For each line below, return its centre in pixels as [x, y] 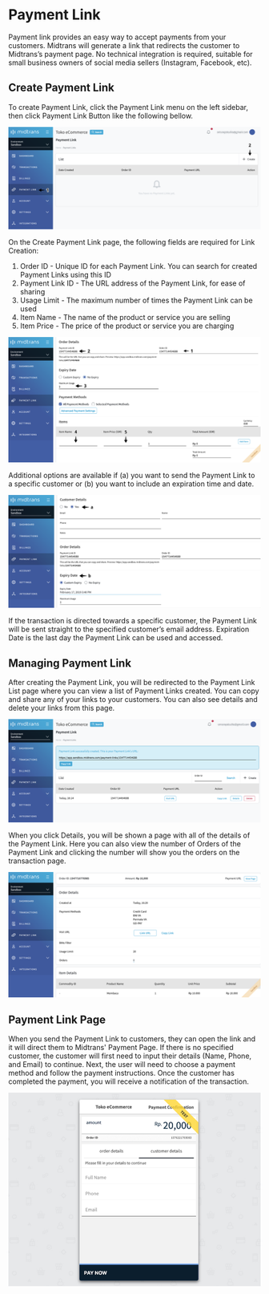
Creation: [24, 250]
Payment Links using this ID [66, 274]
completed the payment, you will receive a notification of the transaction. [129, 1081]
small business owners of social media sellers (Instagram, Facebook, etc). [130, 63]
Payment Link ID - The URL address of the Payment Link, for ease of [132, 283]
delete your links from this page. [62, 708]
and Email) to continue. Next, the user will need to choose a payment [122, 1065]
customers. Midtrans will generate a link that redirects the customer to [124, 45]
